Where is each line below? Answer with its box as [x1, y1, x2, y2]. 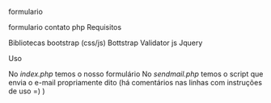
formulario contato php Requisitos [8, 23, 122, 31]
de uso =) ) [8, 86, 46, 96]
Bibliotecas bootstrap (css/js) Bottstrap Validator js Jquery [8, 38, 203, 47]
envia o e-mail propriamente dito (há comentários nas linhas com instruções [8, 78, 263, 87]
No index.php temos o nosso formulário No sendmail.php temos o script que [8, 69, 264, 79]
